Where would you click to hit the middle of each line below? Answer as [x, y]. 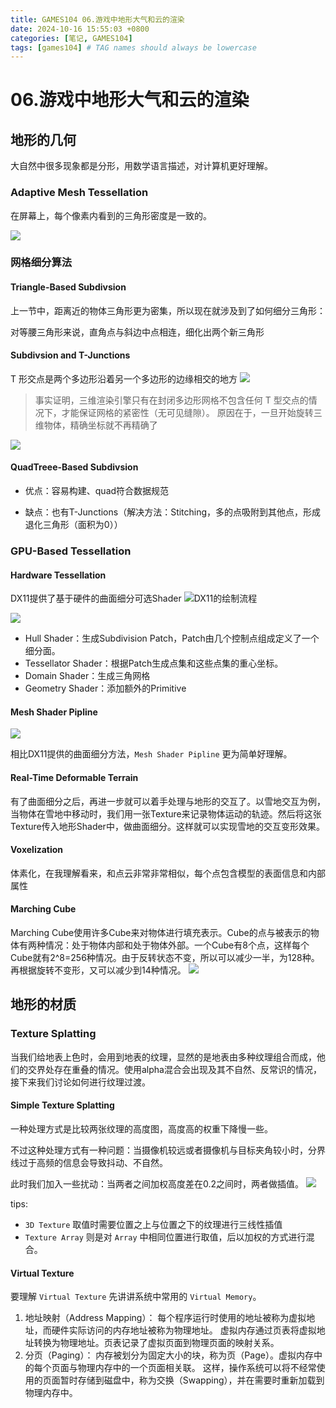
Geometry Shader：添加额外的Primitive [105, 688]
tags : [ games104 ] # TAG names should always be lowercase [133, 47]
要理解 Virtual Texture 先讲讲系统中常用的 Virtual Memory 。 [136, 1297]
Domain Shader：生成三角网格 [87, 676]
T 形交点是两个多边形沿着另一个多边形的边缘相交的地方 [124, 378]
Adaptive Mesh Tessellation [79, 193]
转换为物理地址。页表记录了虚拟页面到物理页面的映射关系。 [156, 1343]
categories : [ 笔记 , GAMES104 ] [71, 38]
